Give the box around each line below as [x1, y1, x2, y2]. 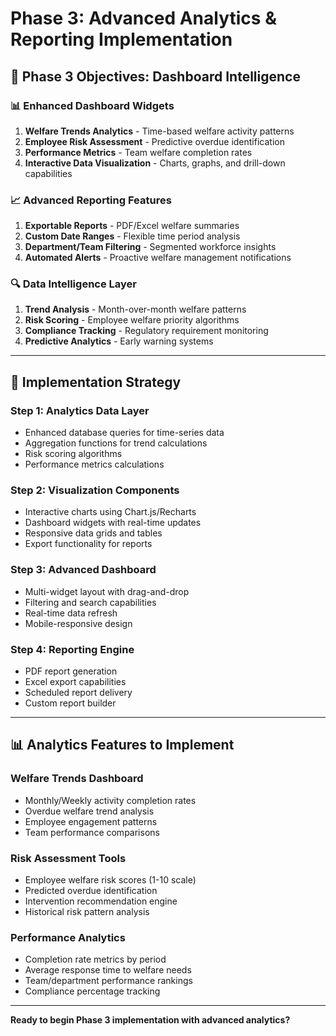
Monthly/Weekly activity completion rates [24, 794, 197, 806]
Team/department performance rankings [24, 975, 193, 987]
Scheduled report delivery [24, 687, 133, 699]
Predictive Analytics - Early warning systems [24, 335, 214, 347]
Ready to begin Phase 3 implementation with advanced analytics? [10, 1014, 291, 1026]
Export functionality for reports [24, 538, 153, 550]
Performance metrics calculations [24, 458, 165, 471]
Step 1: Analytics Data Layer [10, 403, 150, 417]
